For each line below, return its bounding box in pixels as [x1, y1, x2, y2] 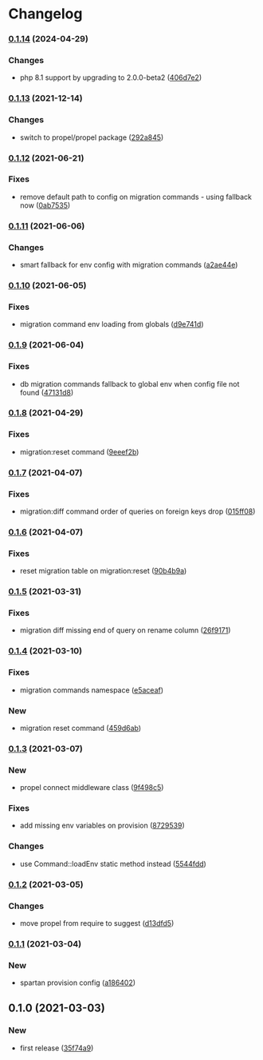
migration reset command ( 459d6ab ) [19, 723, 142, 732]
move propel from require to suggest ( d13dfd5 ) [19, 918, 175, 927]
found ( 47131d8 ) [19, 387, 74, 397]
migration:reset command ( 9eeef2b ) [19, 447, 139, 456]
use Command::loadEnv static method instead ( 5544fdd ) [19, 859, 207, 868]
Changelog [8, 5, 83, 23]
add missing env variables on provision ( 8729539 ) [19, 820, 185, 831]
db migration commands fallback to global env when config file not [19, 379, 240, 388]
